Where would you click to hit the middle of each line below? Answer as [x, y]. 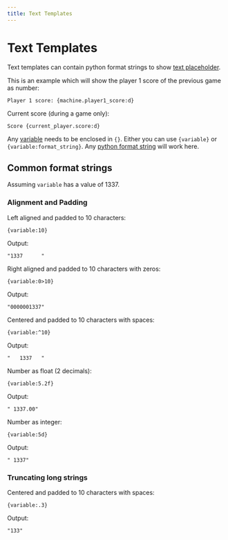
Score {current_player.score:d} [54, 126]
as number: [23, 88]
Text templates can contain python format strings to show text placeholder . [114, 67]
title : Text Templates [40, 13]
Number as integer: [35, 422]
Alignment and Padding [47, 203]
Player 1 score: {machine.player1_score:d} [71, 100]
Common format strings [60, 168]
